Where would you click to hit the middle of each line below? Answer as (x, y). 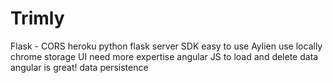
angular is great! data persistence (79, 67)
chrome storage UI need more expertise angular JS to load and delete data (164, 56)
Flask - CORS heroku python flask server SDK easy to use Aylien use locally (166, 46)
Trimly (37, 18)
